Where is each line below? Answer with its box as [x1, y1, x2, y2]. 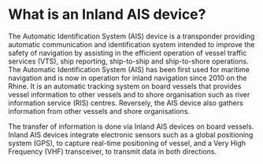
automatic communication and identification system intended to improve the [8, 39, 255, 49]
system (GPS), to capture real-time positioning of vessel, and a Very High [8, 138, 246, 148]
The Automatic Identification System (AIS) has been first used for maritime [8, 64, 250, 74]
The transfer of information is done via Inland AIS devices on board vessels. [8, 122, 254, 131]
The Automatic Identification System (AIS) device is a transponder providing [8, 31, 255, 41]
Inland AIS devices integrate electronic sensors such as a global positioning [8, 129, 254, 139]
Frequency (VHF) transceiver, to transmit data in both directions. [8, 147, 217, 156]
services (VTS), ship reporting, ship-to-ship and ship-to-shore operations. [8, 56, 250, 66]
